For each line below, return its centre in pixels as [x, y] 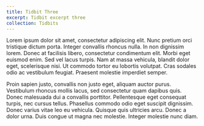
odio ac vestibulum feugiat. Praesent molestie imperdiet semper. [87, 73]
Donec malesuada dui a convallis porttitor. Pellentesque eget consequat [97, 97]
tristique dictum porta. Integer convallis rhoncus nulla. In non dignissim [95, 47]
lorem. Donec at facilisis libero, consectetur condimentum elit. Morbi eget [98, 53]
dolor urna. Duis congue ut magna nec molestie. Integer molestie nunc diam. [102, 116]
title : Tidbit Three [33, 12]
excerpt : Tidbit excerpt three [46, 18]
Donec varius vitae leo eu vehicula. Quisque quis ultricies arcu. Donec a [97, 110]
